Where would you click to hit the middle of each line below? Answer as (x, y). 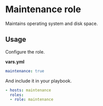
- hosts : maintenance (28, 90)
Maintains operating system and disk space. (51, 23)
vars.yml (15, 62)
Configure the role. (25, 51)
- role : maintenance (32, 100)
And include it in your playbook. (39, 81)
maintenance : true (25, 71)
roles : (17, 95)
